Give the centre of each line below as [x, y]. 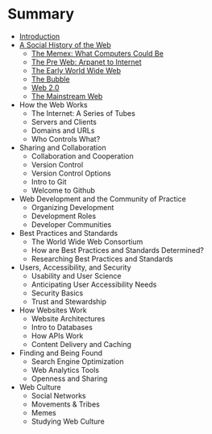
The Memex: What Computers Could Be [98, 53]
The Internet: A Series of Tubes [83, 113]
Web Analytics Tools [65, 370]
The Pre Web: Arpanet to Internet [86, 62]
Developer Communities [71, 224]
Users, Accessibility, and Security [75, 267]
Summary [41, 14]
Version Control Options [71, 173]
